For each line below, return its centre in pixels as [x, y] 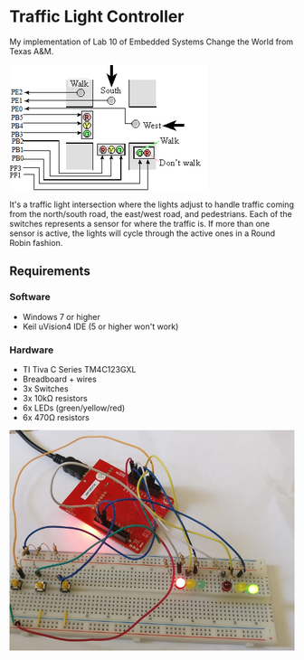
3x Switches [46, 388]
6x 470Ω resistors [56, 417]
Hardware [32, 350]
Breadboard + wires [59, 379]
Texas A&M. [32, 51]
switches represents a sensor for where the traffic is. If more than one [140, 223]
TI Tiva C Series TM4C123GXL [79, 369]
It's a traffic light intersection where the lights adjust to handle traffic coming [152, 204]
